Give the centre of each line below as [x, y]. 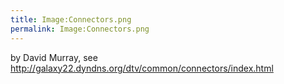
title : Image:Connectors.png [71, 19]
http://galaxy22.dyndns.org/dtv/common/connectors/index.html [142, 68]
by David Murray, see [54, 57]
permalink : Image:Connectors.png [80, 29]
